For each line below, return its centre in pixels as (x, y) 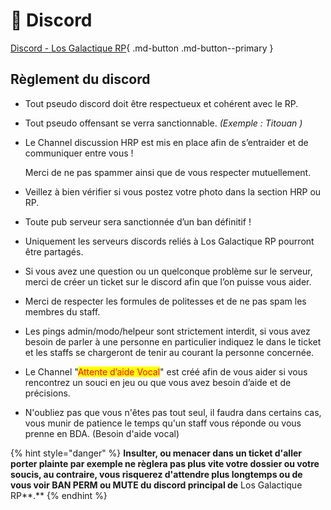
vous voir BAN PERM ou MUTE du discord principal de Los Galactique (156, 485)
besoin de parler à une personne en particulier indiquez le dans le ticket (173, 341)
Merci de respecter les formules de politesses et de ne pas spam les (165, 301)
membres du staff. (62, 311)
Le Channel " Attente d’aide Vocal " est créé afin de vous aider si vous (166, 371)
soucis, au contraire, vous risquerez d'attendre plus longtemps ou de (156, 474)
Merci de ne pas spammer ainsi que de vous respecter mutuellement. (168, 172)
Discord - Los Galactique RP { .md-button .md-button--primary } (142, 48)
